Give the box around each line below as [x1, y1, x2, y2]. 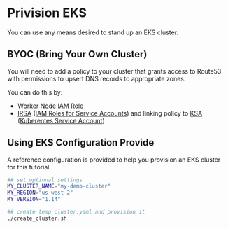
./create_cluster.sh [7, 215, 68, 222]
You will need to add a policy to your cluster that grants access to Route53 [7, 67, 222, 75]
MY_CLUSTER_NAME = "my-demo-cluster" [7, 183, 111, 190]
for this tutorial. [7, 162, 51, 171]
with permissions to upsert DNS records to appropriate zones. [7, 74, 186, 83]
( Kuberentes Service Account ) [17, 116, 105, 125]
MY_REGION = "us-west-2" [7, 189, 73, 197]
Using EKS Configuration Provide [7, 137, 155, 148]
